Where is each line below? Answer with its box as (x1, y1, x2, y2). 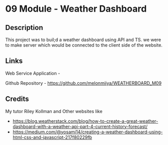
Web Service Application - (5, 70, 60, 76)
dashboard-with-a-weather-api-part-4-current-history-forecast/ (12, 123, 148, 129)
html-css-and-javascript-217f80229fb (12, 134, 92, 140)
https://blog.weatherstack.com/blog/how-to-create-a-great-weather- (12, 118, 158, 124)
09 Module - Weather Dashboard (5, 3, 147, 15)
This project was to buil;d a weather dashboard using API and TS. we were (5, 37, 161, 43)
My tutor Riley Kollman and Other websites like (5, 108, 103, 114)
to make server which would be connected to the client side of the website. (5, 42, 163, 48)
